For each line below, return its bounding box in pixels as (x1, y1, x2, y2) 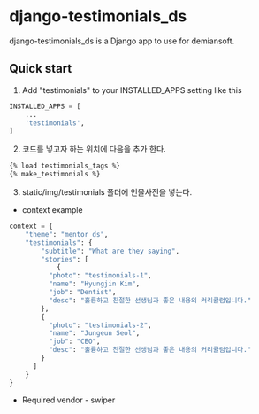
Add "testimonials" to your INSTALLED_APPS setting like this (21, 84, 242, 95)
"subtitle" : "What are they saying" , (41, 246, 179, 255)
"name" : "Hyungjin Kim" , (48, 279, 141, 289)
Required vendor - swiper (21, 394, 116, 405)
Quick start (9, 61, 72, 76)
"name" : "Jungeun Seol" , (48, 329, 141, 338)
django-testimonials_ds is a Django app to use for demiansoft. (9, 35, 235, 46)
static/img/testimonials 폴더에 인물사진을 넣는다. (21, 187, 193, 197)
